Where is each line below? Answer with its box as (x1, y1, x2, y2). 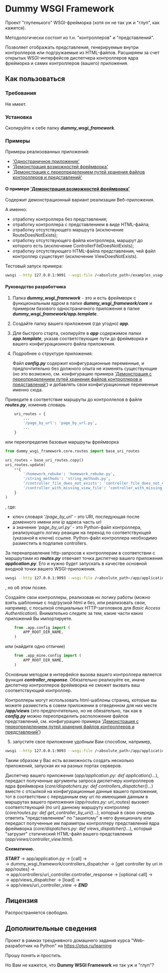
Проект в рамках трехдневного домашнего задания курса (5, 937, 130, 943)
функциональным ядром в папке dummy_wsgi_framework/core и (12, 300, 152, 306)
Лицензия (5, 896, 38, 905)
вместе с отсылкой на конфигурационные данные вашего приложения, (5, 788, 158, 794)
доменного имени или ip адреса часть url (12, 518, 101, 525)
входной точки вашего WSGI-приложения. (5, 565, 96, 571)
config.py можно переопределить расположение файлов (5, 713, 128, 719)
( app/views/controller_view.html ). (5, 836, 74, 842)
